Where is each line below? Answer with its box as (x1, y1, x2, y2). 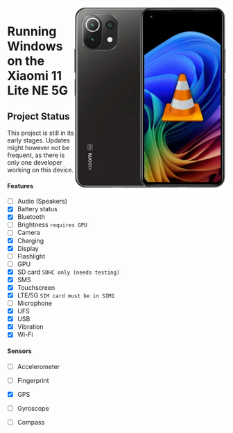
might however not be (7, 144, 70, 152)
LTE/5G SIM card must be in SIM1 (17, 291, 115, 300)
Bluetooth (17, 213, 45, 221)
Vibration (17, 322, 44, 331)
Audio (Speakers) (17, 197, 68, 206)
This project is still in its (7, 129, 74, 137)
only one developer (7, 158, 62, 166)
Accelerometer (17, 362, 60, 370)
